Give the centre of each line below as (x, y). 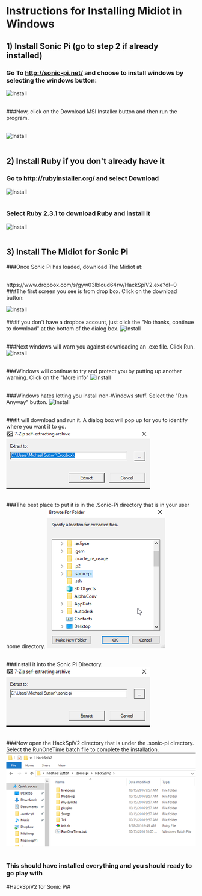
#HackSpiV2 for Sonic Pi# (38, 886)
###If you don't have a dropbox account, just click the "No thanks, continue (100, 322)
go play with (25, 874)
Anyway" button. (27, 402)
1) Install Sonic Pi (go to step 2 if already (82, 46)
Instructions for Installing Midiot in (94, 11)
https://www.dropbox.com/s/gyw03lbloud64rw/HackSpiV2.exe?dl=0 (92, 285)
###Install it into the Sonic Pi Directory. (55, 664)
